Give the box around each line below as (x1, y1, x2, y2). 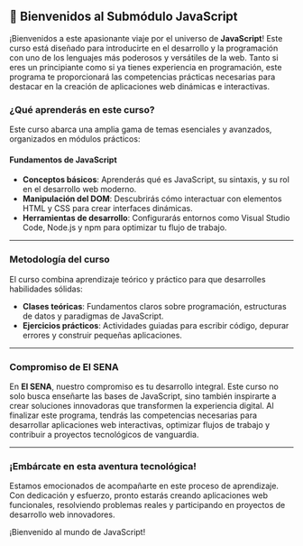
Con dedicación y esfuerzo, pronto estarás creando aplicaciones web (9, 490, 269, 501)
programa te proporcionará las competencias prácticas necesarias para (9, 71, 276, 82)
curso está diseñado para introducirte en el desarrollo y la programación (9, 42, 279, 53)
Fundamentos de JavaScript (9, 154, 117, 165)
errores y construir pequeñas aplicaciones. (22, 329, 183, 340)
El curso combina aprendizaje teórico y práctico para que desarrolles (9, 273, 266, 284)
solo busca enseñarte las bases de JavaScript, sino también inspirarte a (9, 390, 277, 402)
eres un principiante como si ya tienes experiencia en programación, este (9, 61, 282, 72)
